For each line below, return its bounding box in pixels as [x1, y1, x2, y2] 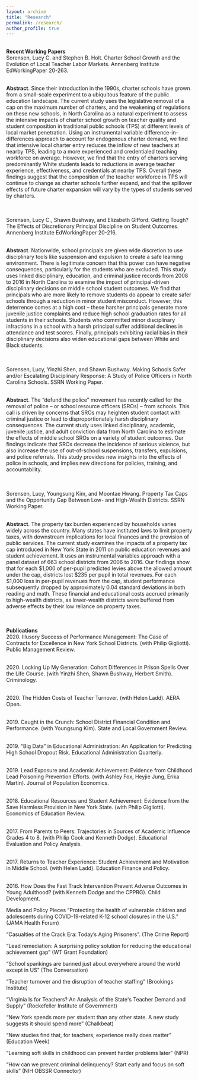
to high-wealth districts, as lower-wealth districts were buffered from [6, 596, 175, 604]
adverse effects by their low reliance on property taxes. [6, 603, 142, 610]
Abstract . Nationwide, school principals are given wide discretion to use [6, 247, 183, 254]
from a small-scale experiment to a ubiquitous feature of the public [6, 91, 170, 98]
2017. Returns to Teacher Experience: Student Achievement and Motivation [6, 858, 189, 866]
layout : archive [6, 8, 46, 15]
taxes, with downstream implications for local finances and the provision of [6, 533, 190, 540]
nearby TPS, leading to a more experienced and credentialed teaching [6, 148, 178, 155]
